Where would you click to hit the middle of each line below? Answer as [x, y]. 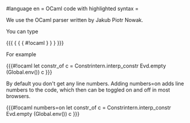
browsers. [18, 96]
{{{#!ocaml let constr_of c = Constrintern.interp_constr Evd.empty [86, 66]
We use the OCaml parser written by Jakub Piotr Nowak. [75, 20]
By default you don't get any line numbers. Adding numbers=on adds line [95, 83]
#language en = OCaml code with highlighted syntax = [72, 9]
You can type [22, 31]
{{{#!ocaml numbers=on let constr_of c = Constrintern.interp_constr [89, 108]
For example [21, 54]
